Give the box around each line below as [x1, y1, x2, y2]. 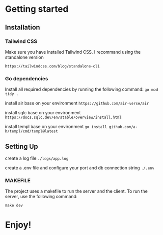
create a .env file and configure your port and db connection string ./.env [5, 165, 155, 170]
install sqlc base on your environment [5, 110, 81, 116]
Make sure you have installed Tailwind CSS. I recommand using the [5, 49, 141, 55]
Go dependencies [5, 75, 48, 82]
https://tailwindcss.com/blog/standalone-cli [5, 64, 100, 68]
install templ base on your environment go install [5, 124, 107, 130]
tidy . [5, 92, 19, 97]
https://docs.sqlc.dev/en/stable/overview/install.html [5, 115, 122, 120]
